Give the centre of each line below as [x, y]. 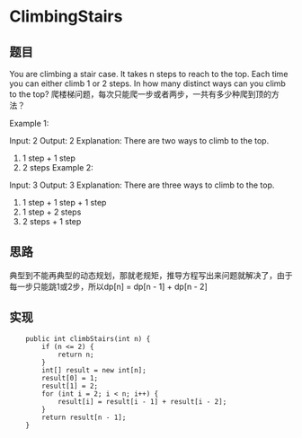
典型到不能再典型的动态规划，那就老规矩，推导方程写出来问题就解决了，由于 [151, 275]
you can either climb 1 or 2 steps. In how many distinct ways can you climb [147, 83]
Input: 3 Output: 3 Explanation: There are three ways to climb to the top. [142, 185]
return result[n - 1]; [84, 417]
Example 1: [29, 123]
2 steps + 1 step [52, 221]
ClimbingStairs [66, 17]
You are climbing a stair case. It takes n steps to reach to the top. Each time [149, 74]
